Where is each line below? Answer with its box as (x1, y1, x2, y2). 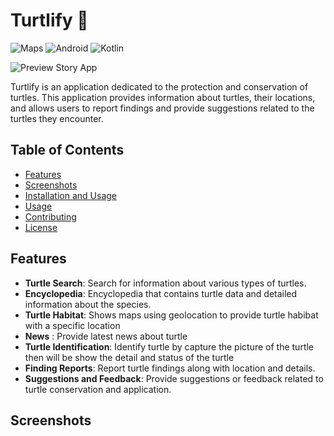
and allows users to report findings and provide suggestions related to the (10, 102, 315, 114)
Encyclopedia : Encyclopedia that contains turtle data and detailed (24, 287, 298, 299)
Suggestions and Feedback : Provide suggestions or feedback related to (24, 372, 324, 384)
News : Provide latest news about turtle (24, 330, 188, 342)
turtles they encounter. (10, 112, 104, 124)
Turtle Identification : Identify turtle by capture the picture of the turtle (24, 340, 315, 353)
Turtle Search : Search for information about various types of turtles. (24, 277, 307, 289)
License (24, 221, 58, 233)
